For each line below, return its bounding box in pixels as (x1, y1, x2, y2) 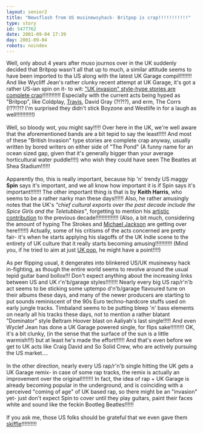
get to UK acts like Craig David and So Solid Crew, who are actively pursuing (6, 343, 197, 350)
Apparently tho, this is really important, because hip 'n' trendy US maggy (6, 175, 188, 183)
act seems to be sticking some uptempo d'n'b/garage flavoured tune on (6, 284, 186, 292)
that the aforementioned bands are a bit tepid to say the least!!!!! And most (6, 130, 192, 137)
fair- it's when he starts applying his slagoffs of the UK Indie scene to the (6, 233, 189, 240)
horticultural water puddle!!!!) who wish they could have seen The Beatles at (6, 156, 196, 163)
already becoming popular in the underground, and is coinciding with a (6, 381, 183, 389)
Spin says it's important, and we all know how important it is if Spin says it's (6, 181, 196, 189)
